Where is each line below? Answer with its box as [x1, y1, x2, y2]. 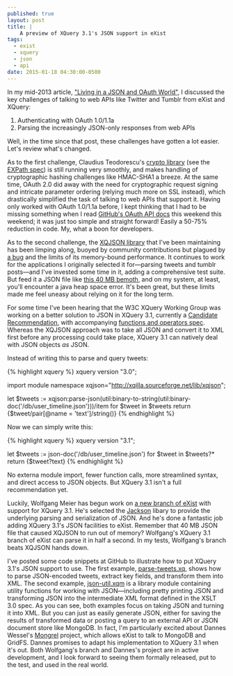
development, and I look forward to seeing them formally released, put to [7, 653, 216, 661]
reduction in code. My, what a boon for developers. [7, 224, 154, 233]
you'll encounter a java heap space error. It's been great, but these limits [7, 282, 215, 291]
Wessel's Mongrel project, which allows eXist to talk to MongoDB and [7, 631, 207, 639]
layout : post [7, 17, 45, 24]
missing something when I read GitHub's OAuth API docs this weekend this [7, 210, 222, 218]
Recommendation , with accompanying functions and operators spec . [7, 318, 205, 326]
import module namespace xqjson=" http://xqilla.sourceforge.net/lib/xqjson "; [7, 381, 226, 389]
